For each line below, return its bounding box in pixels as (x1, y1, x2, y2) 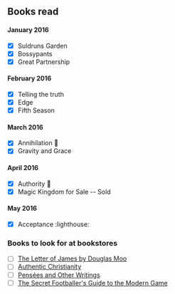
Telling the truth (17, 90, 64, 98)
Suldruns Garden (17, 41, 68, 50)
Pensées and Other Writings (17, 271, 101, 279)
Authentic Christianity (17, 263, 82, 271)
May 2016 (7, 204, 38, 213)
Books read (7, 6, 59, 18)
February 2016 (7, 74, 52, 83)
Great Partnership (17, 57, 70, 66)
